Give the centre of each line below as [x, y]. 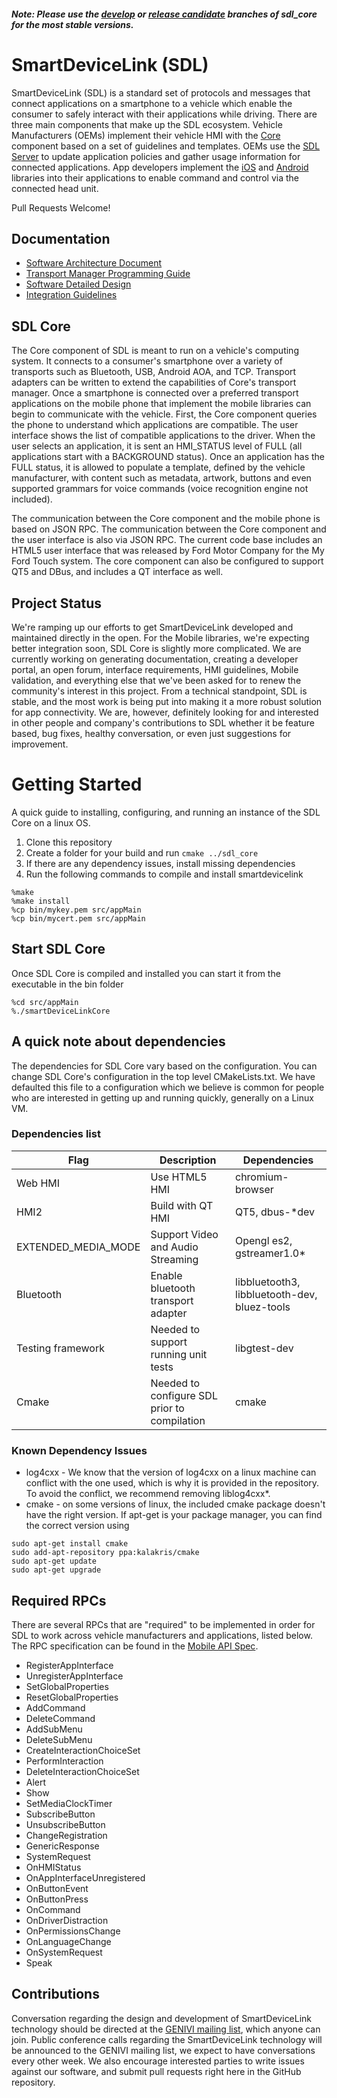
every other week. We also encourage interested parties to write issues [158, 2061]
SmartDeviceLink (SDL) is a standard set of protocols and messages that [161, 92]
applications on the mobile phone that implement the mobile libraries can [161, 404]
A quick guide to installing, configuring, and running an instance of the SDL [166, 812]
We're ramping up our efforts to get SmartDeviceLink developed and [152, 627]
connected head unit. [55, 188]
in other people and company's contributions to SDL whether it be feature [163, 722]
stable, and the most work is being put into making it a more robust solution [167, 701]
